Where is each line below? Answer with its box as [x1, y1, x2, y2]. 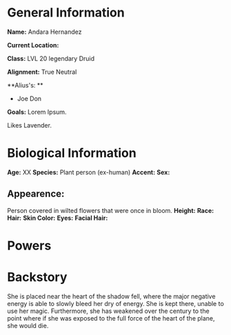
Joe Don [17, 94, 42, 103]
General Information [7, 5, 125, 21]
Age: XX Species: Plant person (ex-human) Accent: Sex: [7, 167, 170, 176]
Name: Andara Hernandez [7, 28, 82, 36]
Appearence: [7, 188, 65, 200]
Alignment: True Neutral [7, 68, 77, 76]
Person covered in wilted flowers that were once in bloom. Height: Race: [7, 206, 214, 214]
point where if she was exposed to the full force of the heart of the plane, [7, 314, 215, 322]
